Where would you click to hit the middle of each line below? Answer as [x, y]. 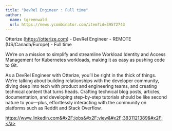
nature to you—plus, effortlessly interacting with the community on [76, 103]
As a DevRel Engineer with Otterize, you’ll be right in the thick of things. [81, 76]
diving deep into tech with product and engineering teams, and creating [81, 86]
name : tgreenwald [28, 20]
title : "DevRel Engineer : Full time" [47, 10]
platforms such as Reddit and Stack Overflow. [54, 108]
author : [14, 15]
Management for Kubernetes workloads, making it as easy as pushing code [85, 60]
